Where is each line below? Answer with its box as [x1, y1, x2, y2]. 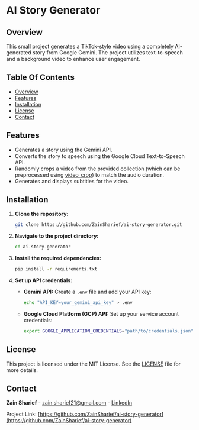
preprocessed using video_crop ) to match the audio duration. [14, 171, 165, 178]
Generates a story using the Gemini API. [14, 146, 113, 153]
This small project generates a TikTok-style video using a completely [6, 43, 174, 50]
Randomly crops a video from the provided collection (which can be [14, 165, 181, 172]
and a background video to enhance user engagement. [6, 56, 140, 62]
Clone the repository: [14, 211, 69, 218]
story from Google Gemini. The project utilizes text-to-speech [32, 49, 184, 56]
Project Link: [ [6, 410, 40, 418]
